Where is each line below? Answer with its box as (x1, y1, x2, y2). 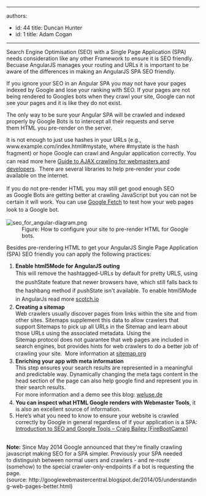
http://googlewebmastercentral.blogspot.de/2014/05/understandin (28, 476, 197, 483)
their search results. (15, 384, 66, 391)
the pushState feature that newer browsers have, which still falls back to (15, 278, 198, 285)
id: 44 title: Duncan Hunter (15, 24, 83, 31)
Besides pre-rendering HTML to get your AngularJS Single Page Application (6, 244, 198, 252)
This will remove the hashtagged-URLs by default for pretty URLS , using (15, 269, 198, 277)
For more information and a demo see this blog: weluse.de (15, 391, 163, 398)
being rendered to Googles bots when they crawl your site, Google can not (6, 93, 195, 100)
